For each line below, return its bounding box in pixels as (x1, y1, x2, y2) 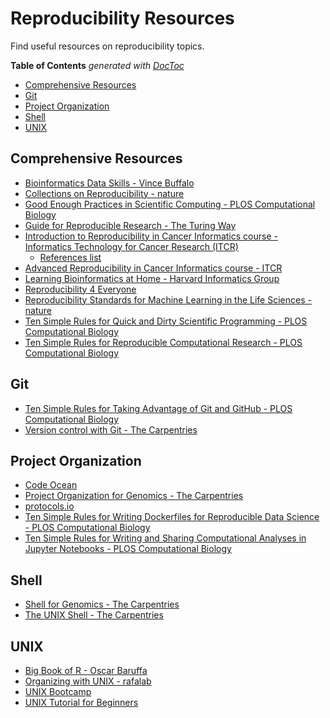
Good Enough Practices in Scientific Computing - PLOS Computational (24, 198, 316, 210)
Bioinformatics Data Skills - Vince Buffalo (24, 177, 195, 189)
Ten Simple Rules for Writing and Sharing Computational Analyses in (24, 532, 307, 544)
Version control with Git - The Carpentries (24, 423, 198, 436)
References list (39, 251, 102, 263)
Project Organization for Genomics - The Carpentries (24, 490, 244, 502)
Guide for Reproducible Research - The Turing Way (24, 219, 237, 231)
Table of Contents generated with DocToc (10, 59, 185, 71)
